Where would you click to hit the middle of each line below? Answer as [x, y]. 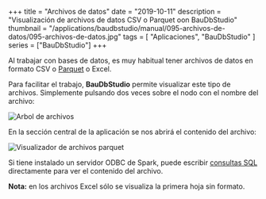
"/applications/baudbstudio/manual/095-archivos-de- [137, 28]
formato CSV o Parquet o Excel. [60, 69]
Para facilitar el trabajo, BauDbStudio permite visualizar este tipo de [120, 84]
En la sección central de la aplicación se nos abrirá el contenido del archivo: [132, 132]
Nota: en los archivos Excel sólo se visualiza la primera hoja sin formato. [127, 186]
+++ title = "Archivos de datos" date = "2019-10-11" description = [115, 11]
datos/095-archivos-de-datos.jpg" [65, 36]
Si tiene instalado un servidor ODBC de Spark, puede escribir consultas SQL [133, 163]
